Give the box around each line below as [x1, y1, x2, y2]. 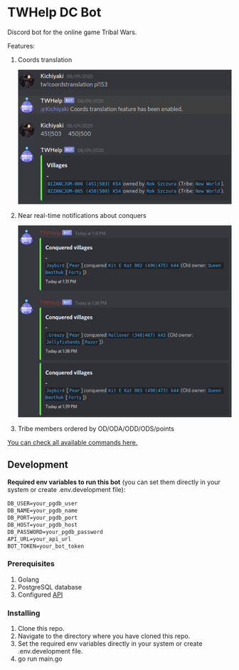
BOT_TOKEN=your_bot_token [7, 543, 84, 550]
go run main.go [17, 654, 63, 663]
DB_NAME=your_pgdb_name [7, 507, 78, 514]
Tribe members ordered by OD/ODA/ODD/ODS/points [17, 424, 174, 433]
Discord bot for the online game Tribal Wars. [7, 28, 137, 36]
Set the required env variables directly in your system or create [17, 639, 203, 648]
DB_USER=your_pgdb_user [7, 500, 78, 507]
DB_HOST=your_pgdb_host [7, 521, 78, 528]
